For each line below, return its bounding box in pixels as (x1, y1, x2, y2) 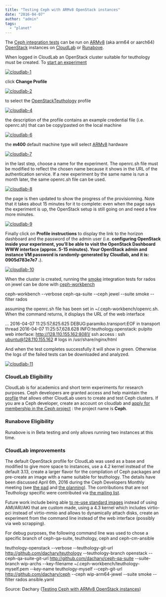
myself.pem (5, 566, 29, 572)
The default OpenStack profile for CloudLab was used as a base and (5, 458, 145, 464)
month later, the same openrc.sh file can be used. (5, 176, 106, 182)
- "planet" (9, 26, 32, 31)
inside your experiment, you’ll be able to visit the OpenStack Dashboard (5, 241, 156, 247)
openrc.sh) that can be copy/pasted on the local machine (5, 122, 122, 128)
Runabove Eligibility (5, 418, 54, 425)
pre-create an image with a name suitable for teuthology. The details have (5, 474, 156, 480)
